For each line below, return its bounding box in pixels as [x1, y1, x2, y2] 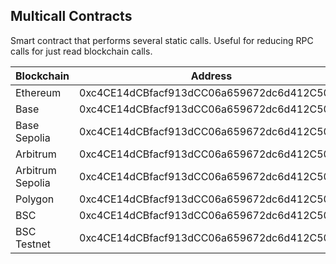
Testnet [15, 237, 52, 251]
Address [190, 69, 233, 83]
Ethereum [15, 85, 62, 99]
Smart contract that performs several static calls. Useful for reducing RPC [10, 34, 314, 46]
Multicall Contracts [10, 8, 133, 25]
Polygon [15, 192, 55, 206]
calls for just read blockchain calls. [10, 45, 153, 57]
